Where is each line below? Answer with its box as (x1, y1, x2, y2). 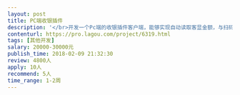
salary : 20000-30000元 (7, 44, 74, 51)
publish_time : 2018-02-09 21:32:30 (7, 51, 114, 58)
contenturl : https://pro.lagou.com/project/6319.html (7, 30, 171, 38)
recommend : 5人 (7, 70, 51, 77)
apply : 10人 (7, 64, 42, 71)
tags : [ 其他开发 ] (7, 37, 55, 44)
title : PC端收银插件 (7, 17, 63, 24)
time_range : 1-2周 (7, 76, 61, 84)
